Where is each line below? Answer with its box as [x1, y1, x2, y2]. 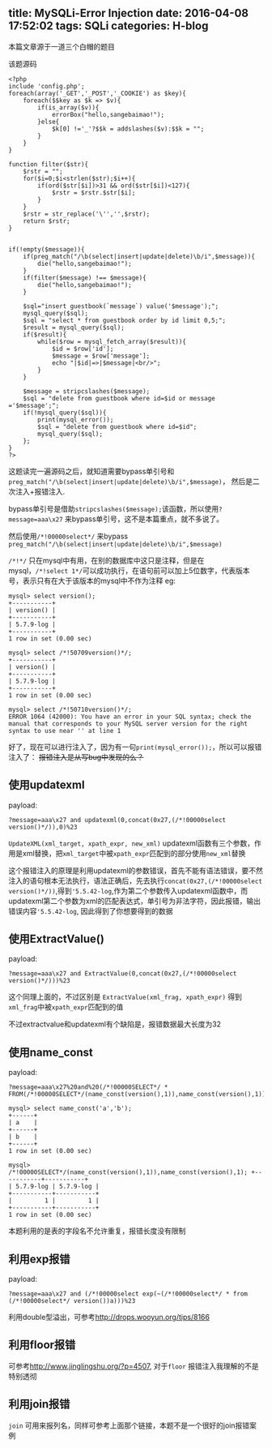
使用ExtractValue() [8, 932, 105, 946]
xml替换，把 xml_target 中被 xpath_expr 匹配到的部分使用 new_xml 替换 [22, 848, 246, 858]
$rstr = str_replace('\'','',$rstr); [23, 210, 151, 218]
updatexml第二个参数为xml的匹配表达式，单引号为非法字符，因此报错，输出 [8, 896, 261, 906]
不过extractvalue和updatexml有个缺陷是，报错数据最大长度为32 [8, 1019, 221, 1029]
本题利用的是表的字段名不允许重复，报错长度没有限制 [8, 1226, 186, 1236]
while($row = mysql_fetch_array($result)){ [37, 337, 186, 345]
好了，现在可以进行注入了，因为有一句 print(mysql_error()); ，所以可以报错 [8, 742, 262, 752]
